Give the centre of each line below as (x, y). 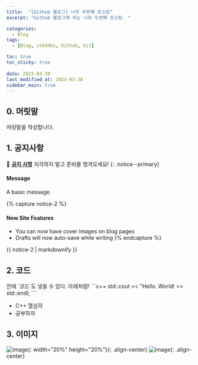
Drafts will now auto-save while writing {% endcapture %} (88, 238)
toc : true (19, 57)
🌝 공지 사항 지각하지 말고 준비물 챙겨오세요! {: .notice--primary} (83, 164)
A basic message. (29, 192)
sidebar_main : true (31, 85)
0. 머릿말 (22, 111)
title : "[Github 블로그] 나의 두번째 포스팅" (60, 12)
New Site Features (30, 218)
